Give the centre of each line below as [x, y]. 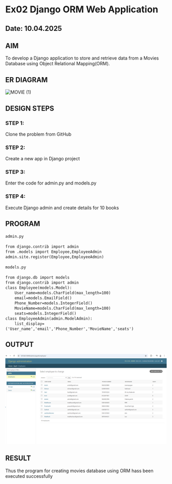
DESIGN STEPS [30, 108]
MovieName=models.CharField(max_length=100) [63, 308]
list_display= [29, 324]
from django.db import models [38, 277]
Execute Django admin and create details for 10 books [62, 208]
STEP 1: [15, 123]
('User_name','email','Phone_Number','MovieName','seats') [70, 329]
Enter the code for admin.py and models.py [51, 183]
